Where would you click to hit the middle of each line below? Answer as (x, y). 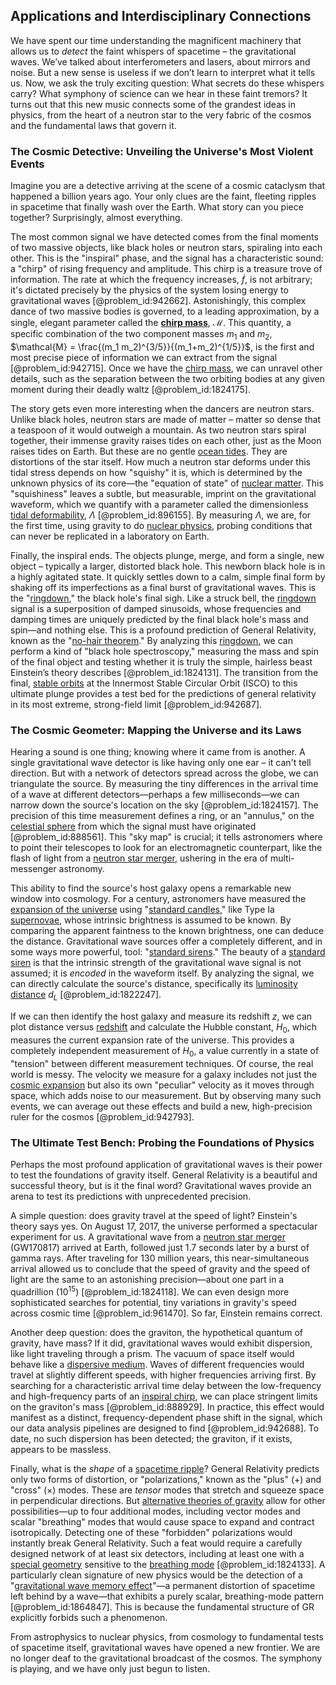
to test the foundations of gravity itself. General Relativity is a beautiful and (164, 1175)
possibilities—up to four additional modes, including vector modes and (155, 1511)
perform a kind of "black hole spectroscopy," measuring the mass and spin (164, 651)
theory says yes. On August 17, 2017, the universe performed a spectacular (164, 1226)
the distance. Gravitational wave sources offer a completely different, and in (166, 941)
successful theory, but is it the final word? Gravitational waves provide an (161, 1185)
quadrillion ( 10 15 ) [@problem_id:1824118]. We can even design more (150, 1291)
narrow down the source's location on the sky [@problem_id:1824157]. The (164, 805)
